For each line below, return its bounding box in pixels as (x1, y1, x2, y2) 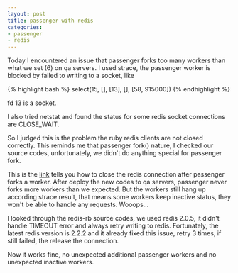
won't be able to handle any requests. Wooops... (7, 200, 149, 209)
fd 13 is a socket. (7, 99, 57, 107)
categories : (7, 23, 43, 30)
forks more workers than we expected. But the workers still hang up (7, 185, 206, 194)
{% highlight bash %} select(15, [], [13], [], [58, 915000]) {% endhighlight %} (7, 85, 231, 94)
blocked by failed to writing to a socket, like (7, 72, 135, 80)
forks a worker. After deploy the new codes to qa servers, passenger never (7, 178, 227, 186)
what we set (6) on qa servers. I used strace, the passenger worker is (7, 64, 211, 72)
